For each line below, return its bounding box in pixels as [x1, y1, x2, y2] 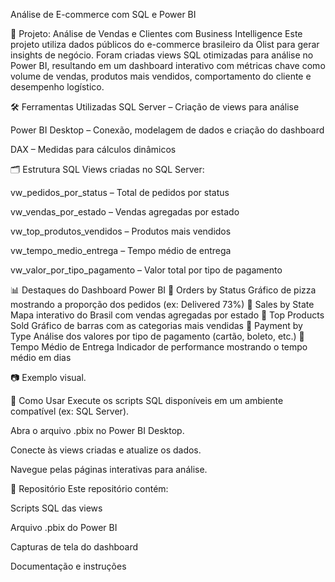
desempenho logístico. [10, 81, 105, 93]
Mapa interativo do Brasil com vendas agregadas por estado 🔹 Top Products [10, 309, 325, 321]
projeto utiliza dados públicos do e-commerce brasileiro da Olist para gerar [10, 39, 320, 50]
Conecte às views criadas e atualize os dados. [10, 444, 202, 456]
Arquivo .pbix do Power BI [10, 522, 118, 533]
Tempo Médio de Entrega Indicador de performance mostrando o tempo [10, 341, 308, 353]
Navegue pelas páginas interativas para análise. [10, 464, 208, 475]
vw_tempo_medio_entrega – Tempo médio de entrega [10, 245, 232, 256]
